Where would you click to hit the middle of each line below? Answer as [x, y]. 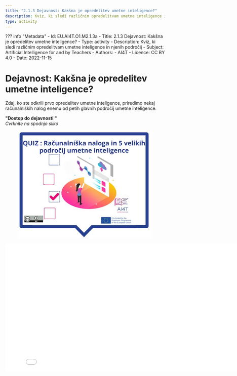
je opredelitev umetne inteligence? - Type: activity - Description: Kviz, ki [81, 42]
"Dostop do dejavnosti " [31, 118]
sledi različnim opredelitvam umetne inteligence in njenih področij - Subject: [84, 47]
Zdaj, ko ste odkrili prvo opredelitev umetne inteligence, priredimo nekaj [80, 103]
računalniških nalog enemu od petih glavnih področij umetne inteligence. [81, 108]
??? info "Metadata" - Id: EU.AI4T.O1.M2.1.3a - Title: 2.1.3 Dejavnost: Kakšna [84, 36]
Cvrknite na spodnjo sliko [32, 123]
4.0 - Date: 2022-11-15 [29, 58]
